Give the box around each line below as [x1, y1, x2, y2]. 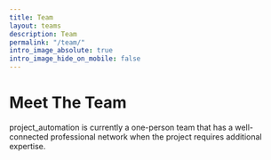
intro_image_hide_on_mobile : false [9, 54, 141, 63]
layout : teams [9, 21, 62, 30]
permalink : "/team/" [9, 37, 86, 47]
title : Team [9, 12, 53, 22]
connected [9, 131, 49, 142]
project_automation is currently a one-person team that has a [9, 122, 234, 132]
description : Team [9, 29, 77, 38]
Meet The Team [9, 92, 127, 113]
